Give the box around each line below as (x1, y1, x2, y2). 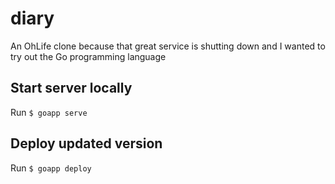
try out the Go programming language (10, 50, 167, 62)
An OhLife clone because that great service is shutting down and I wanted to (10, 40, 326, 52)
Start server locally (10, 80, 133, 97)
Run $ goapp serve (10, 106, 88, 118)
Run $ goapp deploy (10, 162, 92, 174)
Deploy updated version (10, 135, 163, 152)
